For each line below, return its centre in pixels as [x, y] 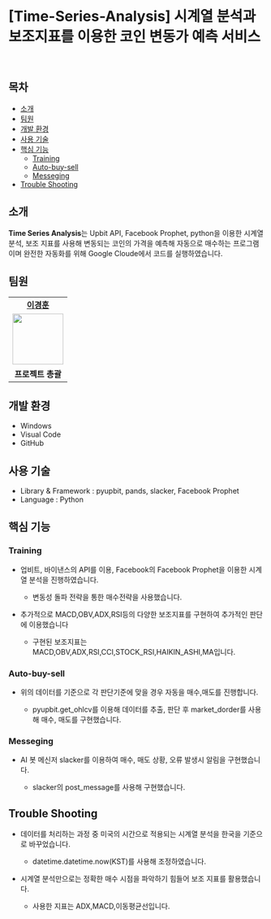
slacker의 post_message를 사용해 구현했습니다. [109, 787]
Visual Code [41, 434]
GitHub [32, 443]
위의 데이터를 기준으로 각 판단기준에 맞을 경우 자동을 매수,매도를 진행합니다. [139, 692]
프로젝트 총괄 [38, 374]
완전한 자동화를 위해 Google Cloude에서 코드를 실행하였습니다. [123, 253]
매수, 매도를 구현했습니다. [81, 719]
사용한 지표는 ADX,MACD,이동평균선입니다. [101, 906]
